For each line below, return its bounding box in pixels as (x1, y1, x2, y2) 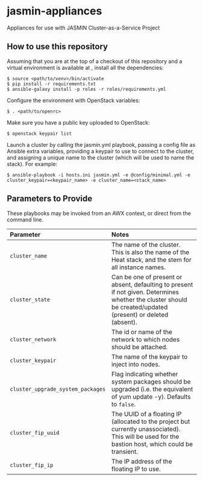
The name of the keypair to (111, 352, 188, 361)
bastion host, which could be (111, 439, 193, 448)
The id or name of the (111, 327, 172, 336)
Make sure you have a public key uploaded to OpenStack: (7, 119, 150, 126)
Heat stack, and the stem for (111, 255, 192, 264)
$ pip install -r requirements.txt (7, 81, 96, 87)
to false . (111, 400, 136, 408)
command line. (7, 216, 44, 223)
